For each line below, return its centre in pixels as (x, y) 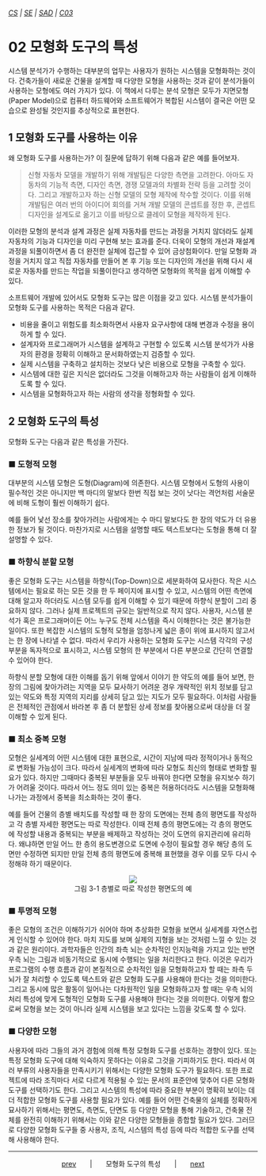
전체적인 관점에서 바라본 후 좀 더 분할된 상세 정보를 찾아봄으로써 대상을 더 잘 (133, 706)
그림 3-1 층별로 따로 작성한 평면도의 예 (133, 888)
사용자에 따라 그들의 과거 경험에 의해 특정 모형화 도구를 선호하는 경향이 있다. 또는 (133, 1050)
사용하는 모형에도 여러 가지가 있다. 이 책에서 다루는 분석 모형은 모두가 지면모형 (129, 90)
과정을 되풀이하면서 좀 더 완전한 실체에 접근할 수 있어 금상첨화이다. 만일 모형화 (129, 251)
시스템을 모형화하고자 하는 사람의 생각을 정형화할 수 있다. (107, 394)
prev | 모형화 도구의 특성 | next (133, 1163)
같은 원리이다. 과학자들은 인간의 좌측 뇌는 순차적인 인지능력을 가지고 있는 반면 (136, 949)
